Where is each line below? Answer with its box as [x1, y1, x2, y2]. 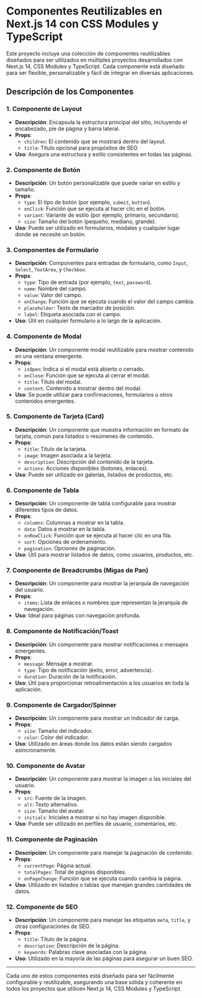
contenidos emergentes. [14, 397, 76, 405]
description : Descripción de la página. [23, 942, 120, 949]
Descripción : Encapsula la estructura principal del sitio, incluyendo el [14, 118, 188, 126]
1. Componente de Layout [6, 104, 82, 113]
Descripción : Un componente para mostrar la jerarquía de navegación [14, 580, 189, 587]
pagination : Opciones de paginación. [23, 545, 116, 552]
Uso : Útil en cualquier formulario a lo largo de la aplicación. [14, 317, 162, 324]
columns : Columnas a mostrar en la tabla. [23, 519, 125, 526]
